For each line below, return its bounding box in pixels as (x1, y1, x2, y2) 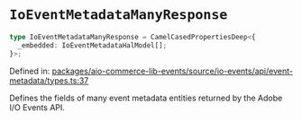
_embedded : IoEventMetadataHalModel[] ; (17, 40, 168, 50)
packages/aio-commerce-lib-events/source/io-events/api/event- (51, 65, 293, 76)
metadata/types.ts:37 (9, 74, 89, 86)
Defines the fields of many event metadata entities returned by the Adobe (9, 92, 283, 103)
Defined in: (9, 65, 50, 76)
